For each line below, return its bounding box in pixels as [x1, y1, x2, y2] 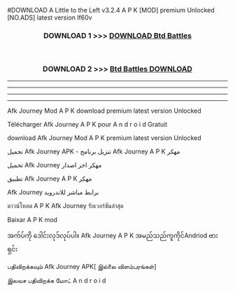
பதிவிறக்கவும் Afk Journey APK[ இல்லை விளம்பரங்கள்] [7, 262, 157, 270]
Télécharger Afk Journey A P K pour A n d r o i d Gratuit [7, 120, 168, 128]
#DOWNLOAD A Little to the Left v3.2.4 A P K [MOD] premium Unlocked [7, 6, 215, 14]
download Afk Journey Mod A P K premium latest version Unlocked [7, 133, 201, 142]
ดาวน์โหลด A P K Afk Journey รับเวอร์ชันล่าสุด [7, 201, 124, 209]
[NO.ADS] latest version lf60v [7, 13, 92, 22]
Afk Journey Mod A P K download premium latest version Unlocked [7, 106, 201, 115]
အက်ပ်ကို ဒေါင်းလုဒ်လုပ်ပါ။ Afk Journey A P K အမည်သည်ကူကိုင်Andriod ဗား [7, 231, 218, 239]
